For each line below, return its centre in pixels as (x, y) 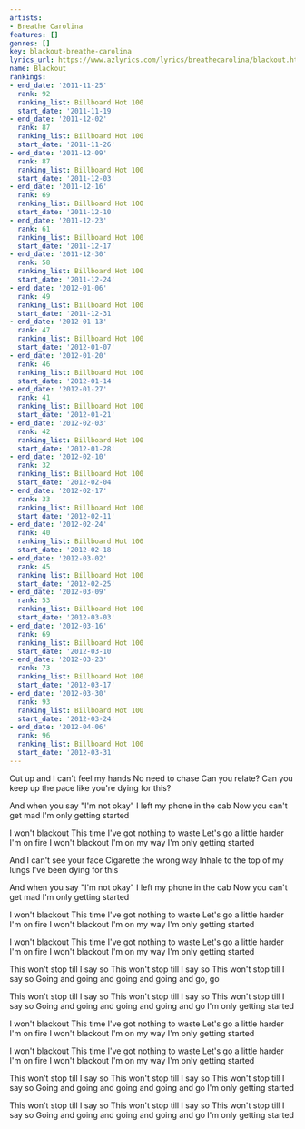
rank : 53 (34, 600)
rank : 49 (34, 296)
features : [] (34, 35)
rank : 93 (34, 702)
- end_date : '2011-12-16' (58, 187)
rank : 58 (34, 263)
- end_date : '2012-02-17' (58, 490)
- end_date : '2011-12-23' (58, 220)
